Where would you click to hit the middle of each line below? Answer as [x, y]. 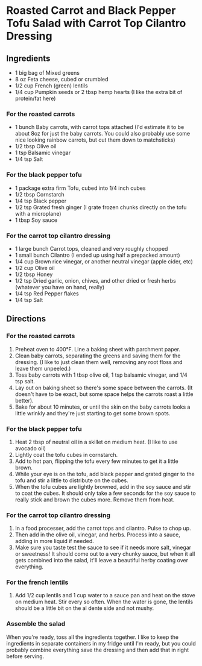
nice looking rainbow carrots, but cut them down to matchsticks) [95, 140]
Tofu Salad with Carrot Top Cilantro [96, 23]
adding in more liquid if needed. [55, 541]
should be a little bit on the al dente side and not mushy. [84, 608]
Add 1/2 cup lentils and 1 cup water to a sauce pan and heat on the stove [105, 595]
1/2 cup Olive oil [35, 268]
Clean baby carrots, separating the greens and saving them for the [98, 356]
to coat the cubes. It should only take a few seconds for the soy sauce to [105, 493]
